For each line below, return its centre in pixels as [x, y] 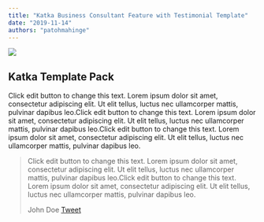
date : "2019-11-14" [40, 23]
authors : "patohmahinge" [49, 30]
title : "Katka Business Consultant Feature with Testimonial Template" [128, 15]
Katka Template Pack [61, 77]
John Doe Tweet [54, 210]
